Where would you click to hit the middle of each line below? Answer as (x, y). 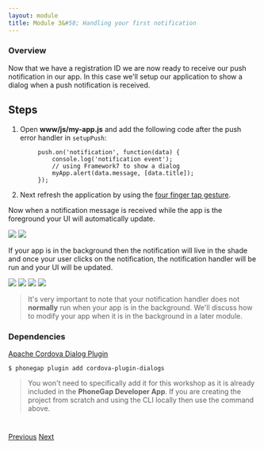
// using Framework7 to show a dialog (116, 166)
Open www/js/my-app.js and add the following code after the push (130, 129)
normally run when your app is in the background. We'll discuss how (140, 308)
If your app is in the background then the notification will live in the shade (128, 250)
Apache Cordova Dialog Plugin (58, 354)
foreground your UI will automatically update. (82, 219)
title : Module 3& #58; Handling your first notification (102, 23)
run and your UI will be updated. (61, 267)
